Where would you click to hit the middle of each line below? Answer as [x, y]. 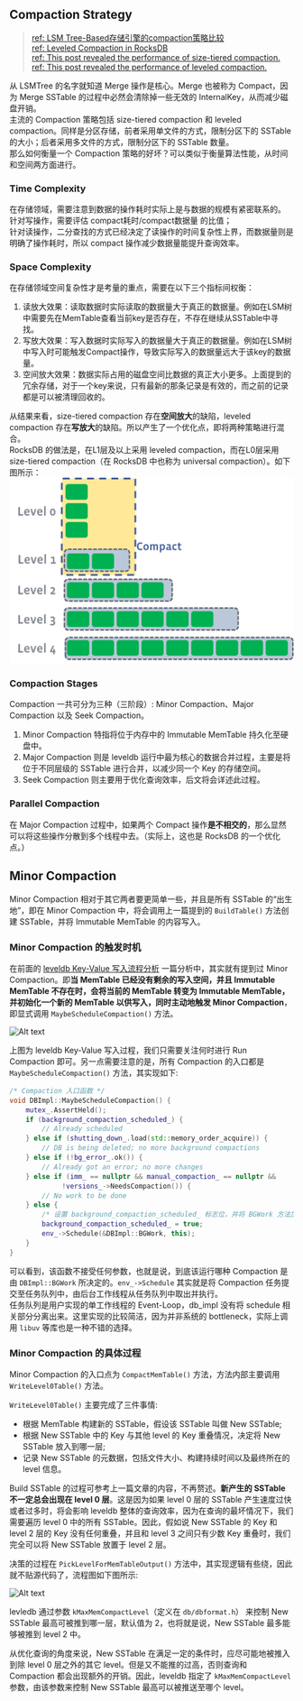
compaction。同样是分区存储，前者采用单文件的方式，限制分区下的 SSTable [150, 131]
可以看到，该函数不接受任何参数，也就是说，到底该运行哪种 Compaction [144, 1271]
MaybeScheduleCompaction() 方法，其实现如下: [94, 1072]
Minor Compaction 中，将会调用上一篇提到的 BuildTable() [155, 910]
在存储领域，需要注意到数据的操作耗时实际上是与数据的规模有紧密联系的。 [147, 209]
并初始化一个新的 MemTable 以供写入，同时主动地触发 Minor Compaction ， [151, 1002]
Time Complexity [48, 188]
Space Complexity [50, 267]
